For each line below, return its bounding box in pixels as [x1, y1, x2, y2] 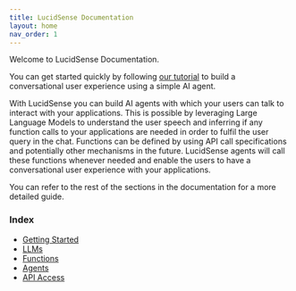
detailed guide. [9, 191, 64, 202]
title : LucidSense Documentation [9, 12, 134, 22]
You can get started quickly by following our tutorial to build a [9, 71, 236, 82]
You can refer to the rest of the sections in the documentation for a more [9, 182, 277, 193]
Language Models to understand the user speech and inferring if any [9, 117, 264, 128]
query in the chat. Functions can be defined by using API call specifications [9, 136, 288, 147]
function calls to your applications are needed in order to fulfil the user [9, 127, 269, 137]
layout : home [9, 21, 58, 30]
